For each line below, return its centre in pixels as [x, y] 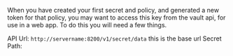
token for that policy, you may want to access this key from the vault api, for [116, 17]
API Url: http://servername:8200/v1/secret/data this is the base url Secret [114, 38]
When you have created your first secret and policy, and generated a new [113, 10]
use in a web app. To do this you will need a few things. [87, 25]
